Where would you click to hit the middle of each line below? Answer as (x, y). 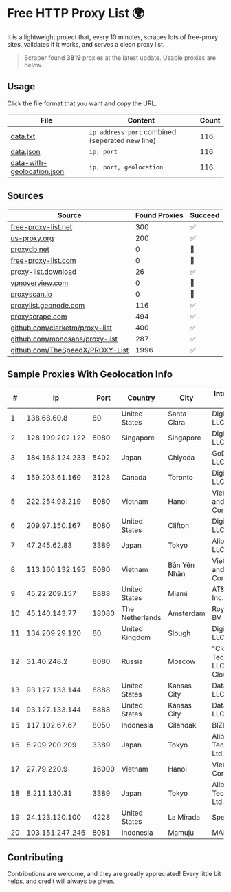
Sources (25, 196)
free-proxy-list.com (44, 260)
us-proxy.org (32, 238)
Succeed (205, 215)
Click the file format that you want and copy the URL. (82, 103)
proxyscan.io (32, 294)
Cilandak (182, 725)
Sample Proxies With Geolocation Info (90, 374)
